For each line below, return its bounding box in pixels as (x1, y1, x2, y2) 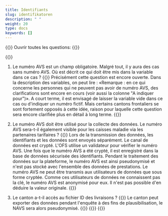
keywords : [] (5, 30, 33, 35)
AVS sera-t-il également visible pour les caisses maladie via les (12, 126, 143, 132)
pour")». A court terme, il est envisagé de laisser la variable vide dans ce (12, 95, 163, 101)
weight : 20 (5, 21, 28, 26)
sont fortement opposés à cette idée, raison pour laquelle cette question (12, 106, 162, 112)
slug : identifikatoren (5, 12, 53, 17)
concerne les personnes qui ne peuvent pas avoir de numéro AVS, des (12, 85, 158, 90)
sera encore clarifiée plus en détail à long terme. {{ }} (12, 111, 121, 117)
